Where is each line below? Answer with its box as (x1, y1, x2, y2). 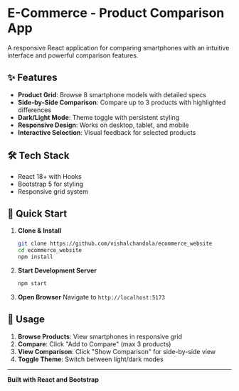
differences (17, 105, 52, 114)
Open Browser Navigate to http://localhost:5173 (17, 292, 166, 301)
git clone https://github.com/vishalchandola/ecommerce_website (17, 240, 213, 248)
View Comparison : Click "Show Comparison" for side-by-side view (17, 347, 216, 356)
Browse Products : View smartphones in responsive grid (17, 332, 183, 341)
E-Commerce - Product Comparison (7, 5, 225, 21)
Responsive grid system (17, 187, 89, 196)
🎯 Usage (7, 314, 45, 326)
